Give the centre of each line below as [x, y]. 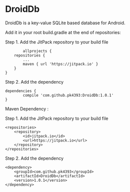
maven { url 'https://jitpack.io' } [61, 64]
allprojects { [37, 51]
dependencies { [21, 91]
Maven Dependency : [27, 109]
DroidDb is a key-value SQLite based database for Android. [65, 23]
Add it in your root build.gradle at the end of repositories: [63, 32]
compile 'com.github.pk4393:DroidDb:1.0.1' [68, 95]
